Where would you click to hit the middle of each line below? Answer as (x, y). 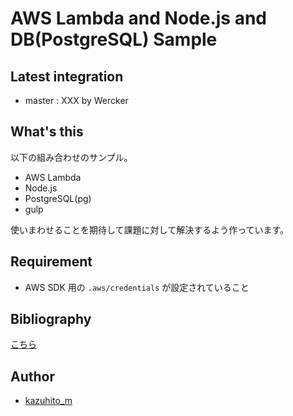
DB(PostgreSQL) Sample (114, 39)
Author (32, 376)
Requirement (51, 262)
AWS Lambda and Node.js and (138, 18)
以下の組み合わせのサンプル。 (71, 157)
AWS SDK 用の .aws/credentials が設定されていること (137, 287)
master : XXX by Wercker (76, 100)
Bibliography (51, 319)
